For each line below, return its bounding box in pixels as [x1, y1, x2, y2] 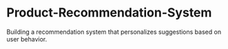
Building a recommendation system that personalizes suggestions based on [6, 28, 222, 36]
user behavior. [6, 35, 48, 43]
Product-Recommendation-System [6, 5, 212, 21]
